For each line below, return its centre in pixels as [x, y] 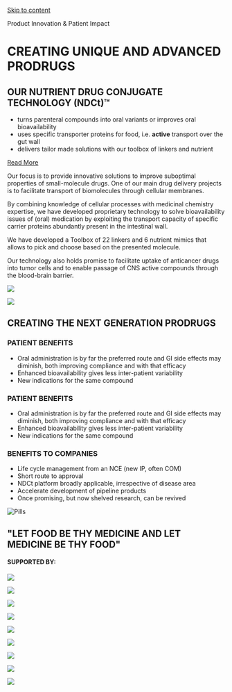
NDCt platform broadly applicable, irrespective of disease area [106, 484]
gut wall [28, 141]
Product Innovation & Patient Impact [59, 23]
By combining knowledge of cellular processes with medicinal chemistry [110, 204]
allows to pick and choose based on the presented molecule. [94, 247]
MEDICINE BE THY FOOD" [64, 544]
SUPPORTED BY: [32, 562]
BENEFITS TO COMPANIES [53, 453]
